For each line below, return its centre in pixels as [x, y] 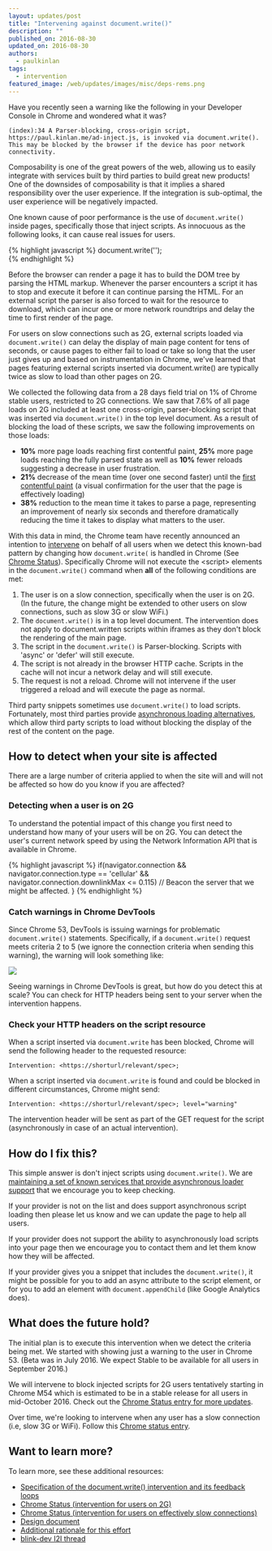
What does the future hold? [79, 1323]
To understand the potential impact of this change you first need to [121, 823]
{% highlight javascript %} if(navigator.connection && [97, 864]
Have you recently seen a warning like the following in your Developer [125, 107]
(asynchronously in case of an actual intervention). [93, 1128]
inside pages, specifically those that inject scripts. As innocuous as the [127, 226]
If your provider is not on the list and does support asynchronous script [127, 1206]
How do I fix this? [53, 1153]
